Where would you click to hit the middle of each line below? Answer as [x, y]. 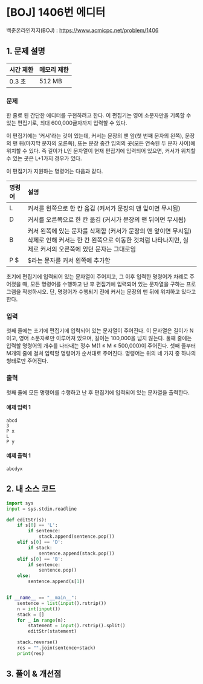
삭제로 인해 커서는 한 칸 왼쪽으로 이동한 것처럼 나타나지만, [105, 240]
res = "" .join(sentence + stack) [56, 648]
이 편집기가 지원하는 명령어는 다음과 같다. [55, 171]
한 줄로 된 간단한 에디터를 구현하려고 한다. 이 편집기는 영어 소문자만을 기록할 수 [99, 115]
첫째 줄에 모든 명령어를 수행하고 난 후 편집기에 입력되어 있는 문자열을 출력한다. [98, 392]
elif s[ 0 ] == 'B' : [40, 559]
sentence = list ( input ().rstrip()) [62, 603]
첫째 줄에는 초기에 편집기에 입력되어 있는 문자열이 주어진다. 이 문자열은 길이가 [97, 331]
